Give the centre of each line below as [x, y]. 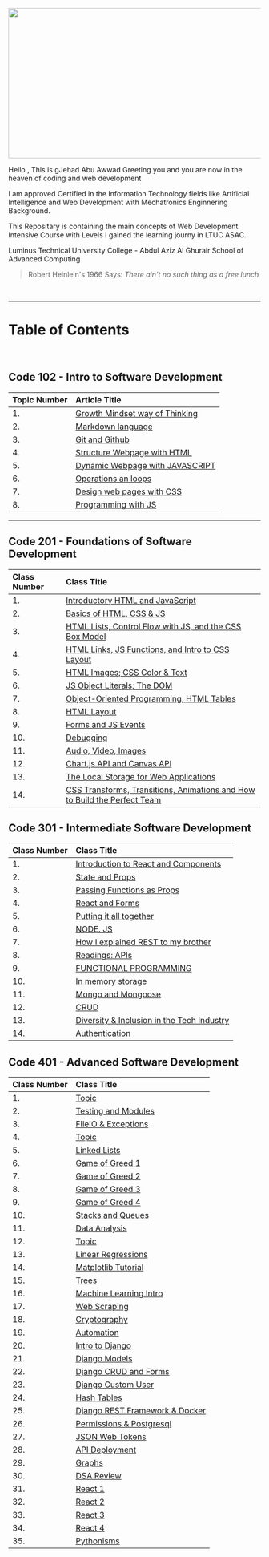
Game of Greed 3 [108, 1189]
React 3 [90, 1515]
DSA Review [98, 1476]
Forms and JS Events [106, 724]
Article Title [98, 399]
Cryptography [102, 1320]
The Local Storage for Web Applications [141, 776]
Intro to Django [104, 1345]
